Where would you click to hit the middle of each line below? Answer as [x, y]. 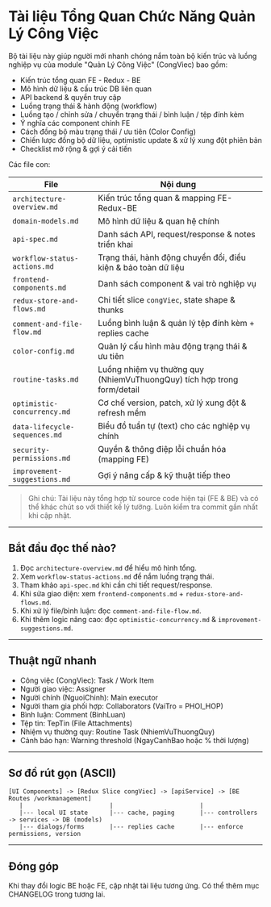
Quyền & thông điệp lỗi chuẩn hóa [162, 449]
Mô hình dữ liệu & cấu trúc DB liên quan [85, 89]
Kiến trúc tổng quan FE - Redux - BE [80, 80]
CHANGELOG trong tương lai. [57, 894]
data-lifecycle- [44, 426]
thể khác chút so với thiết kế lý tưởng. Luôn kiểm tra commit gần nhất [143, 507]
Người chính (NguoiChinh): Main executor [89, 697]
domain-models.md [46, 221]
